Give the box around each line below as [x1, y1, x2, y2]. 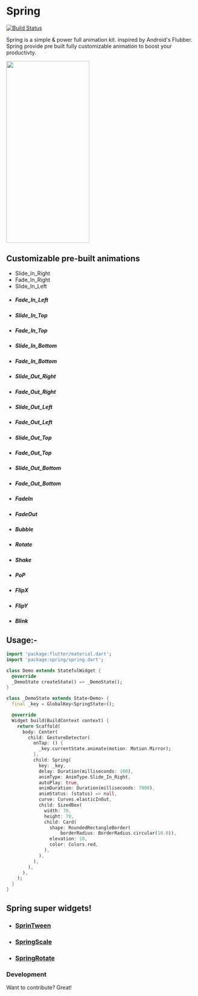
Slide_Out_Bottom [14, 465, 62, 472]
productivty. [6, 48, 37, 56]
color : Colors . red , [49, 842, 98, 848]
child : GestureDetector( [28, 734, 91, 740]
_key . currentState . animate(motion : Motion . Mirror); [38, 746, 171, 752]
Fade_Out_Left [14, 419, 53, 426]
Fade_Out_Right [14, 388, 56, 395]
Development [6, 971, 47, 979]
